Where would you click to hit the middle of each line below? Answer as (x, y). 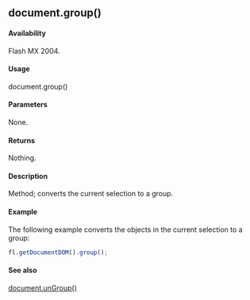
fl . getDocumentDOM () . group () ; (58, 253)
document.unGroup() (43, 287)
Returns (22, 140)
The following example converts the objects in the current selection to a (126, 230)
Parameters (28, 104)
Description (28, 176)
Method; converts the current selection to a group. (91, 194)
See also (23, 270)
